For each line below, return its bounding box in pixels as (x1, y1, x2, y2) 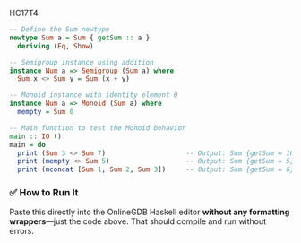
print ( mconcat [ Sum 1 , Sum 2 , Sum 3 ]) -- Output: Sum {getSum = (17, 165, 282, 174)
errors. (9, 226, 34, 237)
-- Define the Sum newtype (9, 25, 110, 34)
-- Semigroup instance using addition (9, 57, 154, 66)
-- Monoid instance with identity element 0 (9, 91, 178, 100)
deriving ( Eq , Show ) (17, 41, 94, 50)
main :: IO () (9, 132, 63, 141)
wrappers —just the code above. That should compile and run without (9, 216, 267, 227)
